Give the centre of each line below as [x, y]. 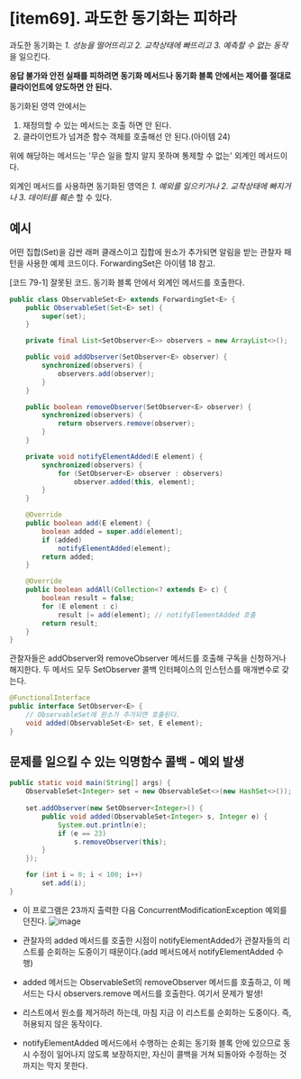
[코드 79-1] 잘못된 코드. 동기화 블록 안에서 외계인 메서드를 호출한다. [127, 282]
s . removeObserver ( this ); [120, 842]
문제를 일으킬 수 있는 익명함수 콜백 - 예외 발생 [127, 762]
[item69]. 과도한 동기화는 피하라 [123, 18]
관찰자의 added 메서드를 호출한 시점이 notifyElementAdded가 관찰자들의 [151, 940]
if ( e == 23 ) [82, 833]
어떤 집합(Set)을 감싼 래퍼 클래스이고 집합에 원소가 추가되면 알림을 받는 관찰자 [146, 251]
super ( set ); [64, 316]
